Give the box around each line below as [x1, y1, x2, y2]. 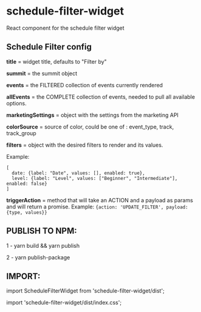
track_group [6, 129, 36, 137]
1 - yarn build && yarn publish [6, 242, 80, 249]
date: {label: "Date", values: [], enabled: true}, [12, 170, 146, 176]
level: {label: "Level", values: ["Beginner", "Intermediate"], [12, 175, 178, 181]
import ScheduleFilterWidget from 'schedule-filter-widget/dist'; [6, 287, 165, 294]
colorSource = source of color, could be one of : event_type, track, [6, 123, 174, 130]
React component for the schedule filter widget [6, 24, 124, 32]
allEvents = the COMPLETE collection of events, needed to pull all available [6, 93, 196, 101]
